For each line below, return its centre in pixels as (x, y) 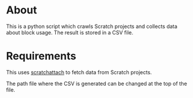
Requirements (41, 56)
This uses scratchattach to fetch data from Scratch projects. (79, 72)
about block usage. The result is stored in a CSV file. (70, 32)
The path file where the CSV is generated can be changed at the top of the (96, 83)
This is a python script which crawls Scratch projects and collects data (92, 26)
